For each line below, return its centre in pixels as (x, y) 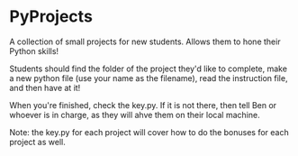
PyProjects (51, 17)
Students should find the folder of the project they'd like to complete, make (149, 69)
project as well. (37, 142)
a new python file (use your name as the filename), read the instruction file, (149, 78)
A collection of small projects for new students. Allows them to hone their (145, 41)
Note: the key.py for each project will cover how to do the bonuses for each (149, 132)
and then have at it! (45, 87)
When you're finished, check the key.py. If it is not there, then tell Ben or (143, 105)
